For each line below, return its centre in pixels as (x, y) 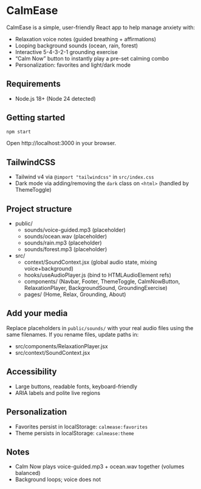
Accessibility (32, 372)
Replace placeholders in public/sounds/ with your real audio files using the (100, 328)
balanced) (28, 473)
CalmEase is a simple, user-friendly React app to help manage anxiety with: (101, 27)
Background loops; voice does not (58, 479)
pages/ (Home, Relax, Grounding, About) (75, 294)
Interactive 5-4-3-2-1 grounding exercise (66, 52)
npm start (19, 132)
